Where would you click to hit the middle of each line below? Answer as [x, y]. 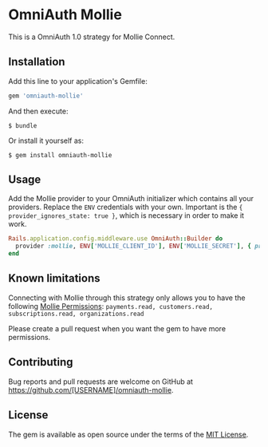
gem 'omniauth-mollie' [46, 96]
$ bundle [23, 125]
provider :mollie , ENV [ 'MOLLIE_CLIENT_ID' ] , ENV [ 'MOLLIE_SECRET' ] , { [133, 246]
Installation [37, 62]
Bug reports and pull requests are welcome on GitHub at [101, 382]
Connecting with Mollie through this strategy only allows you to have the [127, 298]
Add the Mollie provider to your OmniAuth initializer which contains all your [131, 199]
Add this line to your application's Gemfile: [78, 81]
